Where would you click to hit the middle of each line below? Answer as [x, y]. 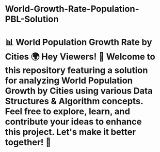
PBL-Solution [32, 19]
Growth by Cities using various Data [79, 91]
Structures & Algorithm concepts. [74, 101]
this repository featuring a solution [77, 70]
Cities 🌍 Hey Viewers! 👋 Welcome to [80, 57]
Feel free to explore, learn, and [68, 112]
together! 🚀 [28, 143]
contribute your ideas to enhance [73, 122]
